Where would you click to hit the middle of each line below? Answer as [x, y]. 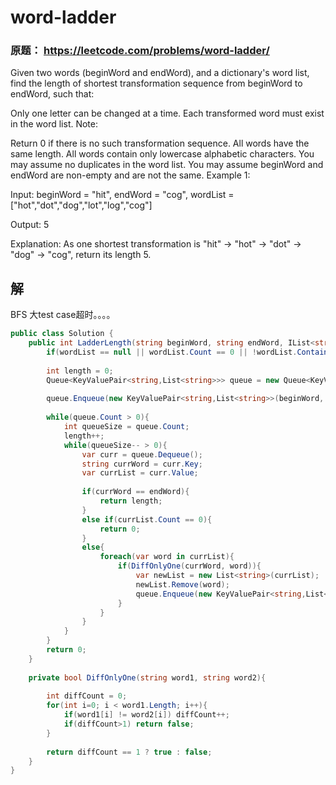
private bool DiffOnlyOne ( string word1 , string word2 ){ [147, 677]
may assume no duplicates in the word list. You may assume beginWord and [167, 165]
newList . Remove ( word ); [182, 584]
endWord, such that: [52, 94]
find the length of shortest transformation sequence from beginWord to [156, 83]
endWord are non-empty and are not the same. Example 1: [130, 175]
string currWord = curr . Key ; [142, 464]
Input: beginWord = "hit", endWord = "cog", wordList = [122, 195]
